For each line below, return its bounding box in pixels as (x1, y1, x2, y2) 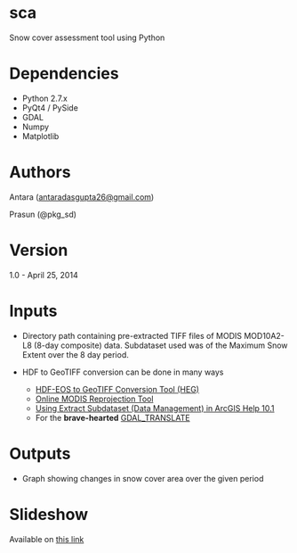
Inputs (9, 301, 58, 321)
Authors (9, 162, 71, 183)
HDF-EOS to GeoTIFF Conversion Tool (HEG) (35, 384, 200, 394)
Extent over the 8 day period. (21, 349, 129, 359)
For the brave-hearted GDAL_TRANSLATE (35, 412, 190, 423)
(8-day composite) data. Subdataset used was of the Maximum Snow (34, 340, 288, 351)
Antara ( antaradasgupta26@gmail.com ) (9, 191, 155, 202)
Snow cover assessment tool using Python (9, 32, 165, 43)
